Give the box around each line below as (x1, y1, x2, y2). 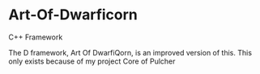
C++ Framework (8, 32, 63, 42)
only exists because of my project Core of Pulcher (8, 56, 176, 66)
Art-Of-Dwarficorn (8, 6, 138, 24)
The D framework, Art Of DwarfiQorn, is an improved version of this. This (8, 47, 253, 57)
